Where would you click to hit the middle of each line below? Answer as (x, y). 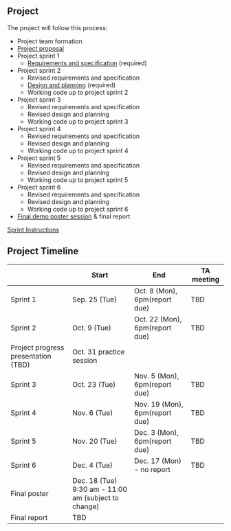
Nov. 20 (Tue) (95, 441)
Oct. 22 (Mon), (158, 319)
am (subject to (95, 497)
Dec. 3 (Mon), (156, 432)
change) (86, 506)
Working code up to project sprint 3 (78, 121)
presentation (31, 356)
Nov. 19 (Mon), (158, 404)
